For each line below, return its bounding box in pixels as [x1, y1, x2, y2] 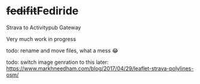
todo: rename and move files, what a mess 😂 [6, 46, 119, 54]
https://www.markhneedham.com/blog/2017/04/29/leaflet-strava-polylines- [6, 64, 194, 72]
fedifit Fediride [6, 4, 79, 18]
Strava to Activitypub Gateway [6, 24, 81, 31]
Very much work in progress [6, 35, 77, 42]
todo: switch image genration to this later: [6, 58, 109, 66]
